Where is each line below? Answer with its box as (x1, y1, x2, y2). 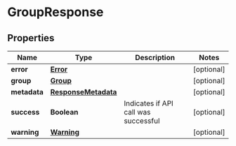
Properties (7, 32, 55, 44)
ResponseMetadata (50, 87, 117, 96)
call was (124, 108, 151, 117)
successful (124, 116, 160, 126)
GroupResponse (7, 4, 104, 20)
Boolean (50, 108, 79, 117)
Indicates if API (124, 98, 173, 108)
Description (135, 53, 176, 62)
